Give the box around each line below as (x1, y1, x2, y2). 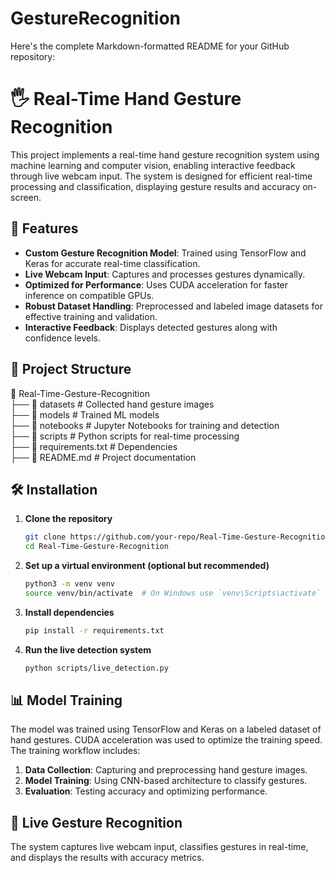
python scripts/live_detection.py (24, 663, 169, 673)
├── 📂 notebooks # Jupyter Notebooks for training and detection (10, 419, 280, 431)
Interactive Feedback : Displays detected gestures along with (24, 321, 278, 333)
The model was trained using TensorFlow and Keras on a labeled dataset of (10, 723, 322, 736)
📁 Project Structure (10, 361, 132, 378)
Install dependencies (24, 606, 115, 618)
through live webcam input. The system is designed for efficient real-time (10, 170, 313, 182)
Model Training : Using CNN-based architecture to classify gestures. (24, 775, 308, 787)
